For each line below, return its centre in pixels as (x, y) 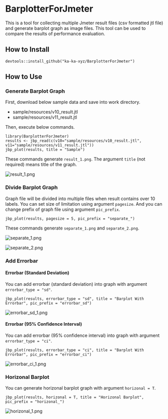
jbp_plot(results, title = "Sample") (45, 150)
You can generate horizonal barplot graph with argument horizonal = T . (81, 388)
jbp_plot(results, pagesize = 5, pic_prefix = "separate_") (70, 218)
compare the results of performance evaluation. (55, 33)
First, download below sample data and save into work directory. (73, 102)
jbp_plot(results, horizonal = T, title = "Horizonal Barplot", (75, 397)
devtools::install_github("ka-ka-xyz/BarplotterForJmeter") (70, 61)
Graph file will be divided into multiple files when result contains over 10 (80, 199)
